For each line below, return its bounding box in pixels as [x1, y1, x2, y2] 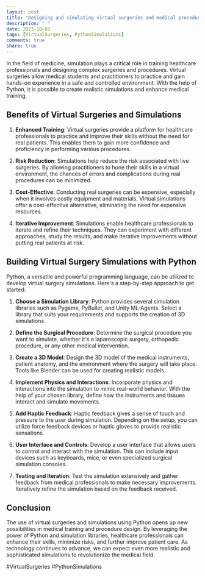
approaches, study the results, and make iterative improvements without [15, 232, 197, 240]
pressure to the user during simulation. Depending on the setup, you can [15, 416, 198, 424]
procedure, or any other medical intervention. [15, 342, 130, 349]
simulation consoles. [15, 460, 67, 468]
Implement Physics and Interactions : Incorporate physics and [15, 379, 173, 386]
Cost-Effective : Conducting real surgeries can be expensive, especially [15, 188, 196, 196]
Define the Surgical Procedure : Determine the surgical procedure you [15, 329, 192, 336]
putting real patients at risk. [15, 239, 84, 246]
